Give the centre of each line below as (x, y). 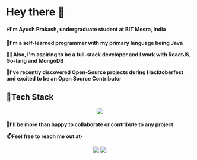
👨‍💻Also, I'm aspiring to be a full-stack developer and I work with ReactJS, (99, 54)
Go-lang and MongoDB (35, 60)
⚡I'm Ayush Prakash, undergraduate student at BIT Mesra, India (86, 29)
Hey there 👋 (36, 12)
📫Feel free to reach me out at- (45, 136)
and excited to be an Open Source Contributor (64, 78)
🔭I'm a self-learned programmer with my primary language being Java (95, 43)
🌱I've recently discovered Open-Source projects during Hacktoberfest (95, 72)
